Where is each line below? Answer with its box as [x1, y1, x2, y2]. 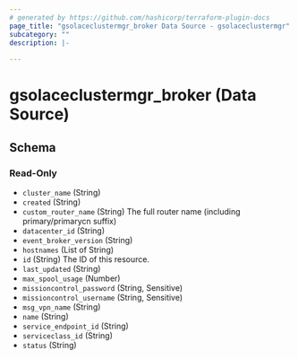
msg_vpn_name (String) [21, 302, 101, 312]
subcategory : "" [9, 30, 70, 39]
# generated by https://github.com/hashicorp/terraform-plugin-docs [9, 13, 270, 22]
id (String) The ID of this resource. [21, 254, 150, 265]
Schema [9, 140, 56, 155]
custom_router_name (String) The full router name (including [21, 206, 241, 216]
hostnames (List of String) [21, 244, 115, 255]
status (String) [21, 340, 78, 350]
